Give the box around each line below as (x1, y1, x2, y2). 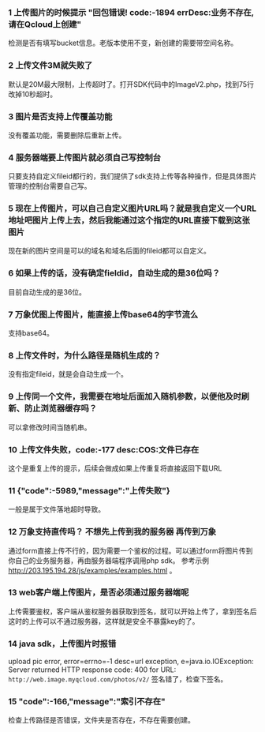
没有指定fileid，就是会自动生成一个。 (8, 370, 129, 379)
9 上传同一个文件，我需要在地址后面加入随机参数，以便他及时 (8, 391, 242, 402)
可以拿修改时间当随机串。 (8, 422, 91, 432)
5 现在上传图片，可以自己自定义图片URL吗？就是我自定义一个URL (8, 203, 257, 214)
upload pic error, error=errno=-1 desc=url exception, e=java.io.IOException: (8, 657, 254, 666)
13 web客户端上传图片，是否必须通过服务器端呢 (8, 587, 189, 598)
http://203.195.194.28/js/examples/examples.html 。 (8, 565, 177, 575)
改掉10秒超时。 (8, 89, 58, 99)
